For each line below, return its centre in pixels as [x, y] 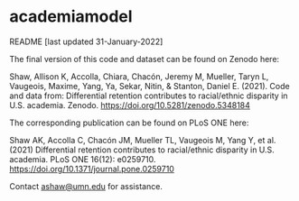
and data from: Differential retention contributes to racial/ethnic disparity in [149, 96]
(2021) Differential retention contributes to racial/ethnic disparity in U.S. [142, 150]
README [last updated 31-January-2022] [86, 41]
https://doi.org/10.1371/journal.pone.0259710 [92, 169]
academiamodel [71, 17]
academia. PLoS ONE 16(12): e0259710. [83, 159]
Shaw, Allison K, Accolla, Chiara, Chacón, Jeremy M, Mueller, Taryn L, [139, 76]
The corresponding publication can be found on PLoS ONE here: [129, 123]
